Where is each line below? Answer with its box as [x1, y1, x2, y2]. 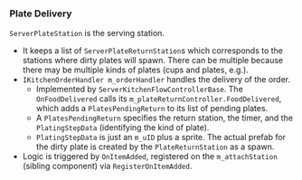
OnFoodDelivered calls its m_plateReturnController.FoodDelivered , [35, 93, 282, 104]
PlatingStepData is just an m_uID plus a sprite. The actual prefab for [35, 132, 287, 143]
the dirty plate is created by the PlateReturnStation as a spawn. [35, 141, 275, 152]
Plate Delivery [9, 7, 72, 20]
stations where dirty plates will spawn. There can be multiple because [22, 55, 284, 66]
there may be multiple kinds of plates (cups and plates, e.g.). [22, 64, 249, 75]
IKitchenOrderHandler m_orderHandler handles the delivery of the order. [22, 74, 291, 85]
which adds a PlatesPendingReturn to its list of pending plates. [35, 103, 269, 114]
